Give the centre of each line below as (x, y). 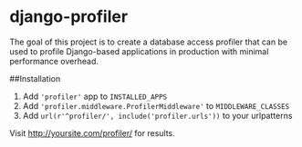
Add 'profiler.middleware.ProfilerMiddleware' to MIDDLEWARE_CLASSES (156, 105)
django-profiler (69, 17)
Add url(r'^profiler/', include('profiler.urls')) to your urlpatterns (157, 115)
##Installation (35, 78)
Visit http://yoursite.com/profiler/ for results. (92, 132)
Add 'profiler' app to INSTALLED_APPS (95, 96)
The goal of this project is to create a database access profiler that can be (149, 42)
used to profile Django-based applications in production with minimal (139, 51)
